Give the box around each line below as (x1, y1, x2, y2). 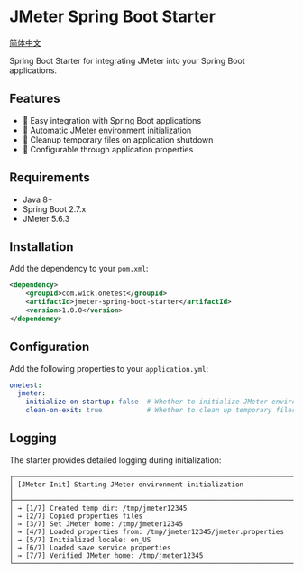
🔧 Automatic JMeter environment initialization (22, 125, 192, 135)
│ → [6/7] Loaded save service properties (9, 543, 171, 552)
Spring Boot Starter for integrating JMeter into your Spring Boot (9, 55, 245, 66)
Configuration (9, 339, 90, 355)
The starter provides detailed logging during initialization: (9, 454, 222, 466)
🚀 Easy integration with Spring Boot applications (22, 115, 202, 125)
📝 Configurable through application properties (22, 143, 194, 154)
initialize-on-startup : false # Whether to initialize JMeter (25, 397, 269, 407)
